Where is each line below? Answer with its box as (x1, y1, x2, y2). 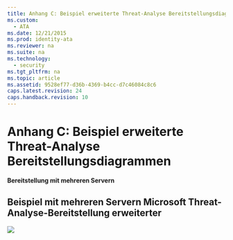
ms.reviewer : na (7, 42, 54, 49)
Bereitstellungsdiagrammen (7, 153, 171, 169)
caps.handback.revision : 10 (7, 94, 89, 101)
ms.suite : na (7, 49, 45, 56)
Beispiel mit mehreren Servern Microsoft (7, 196, 187, 208)
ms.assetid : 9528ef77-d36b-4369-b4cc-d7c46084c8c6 (7, 81, 157, 88)
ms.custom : (7, 17, 39, 24)
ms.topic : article (7, 74, 60, 82)
